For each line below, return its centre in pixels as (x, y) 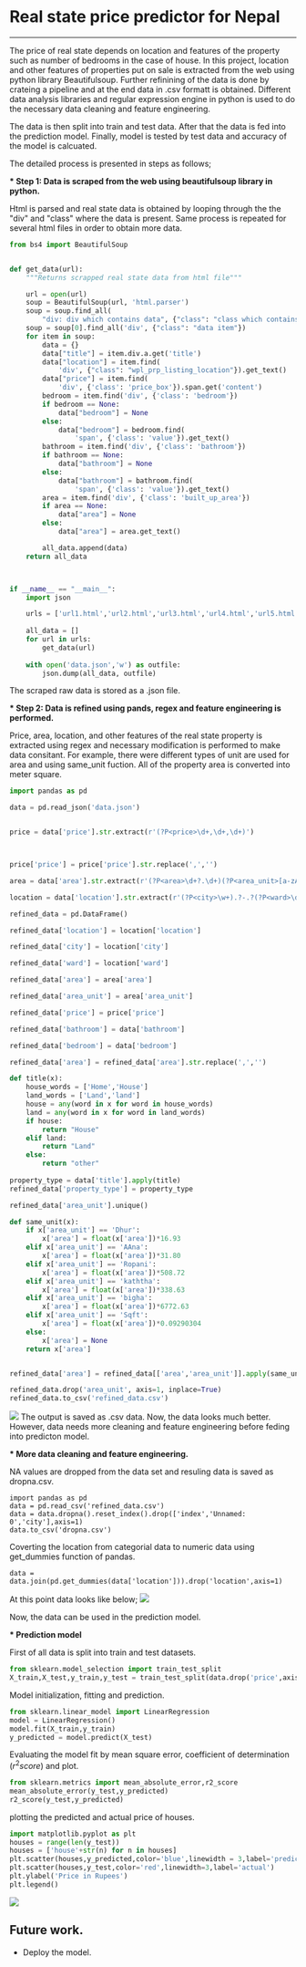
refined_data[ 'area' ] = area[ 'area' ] (81, 980)
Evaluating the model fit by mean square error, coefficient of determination (149, 1754)
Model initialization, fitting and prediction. (87, 1695)
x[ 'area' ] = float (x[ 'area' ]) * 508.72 (113, 1273)
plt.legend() (34, 1884)
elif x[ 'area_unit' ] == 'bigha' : (89, 1298)
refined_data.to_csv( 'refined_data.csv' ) (89, 1399)
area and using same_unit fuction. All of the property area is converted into (150, 765)
